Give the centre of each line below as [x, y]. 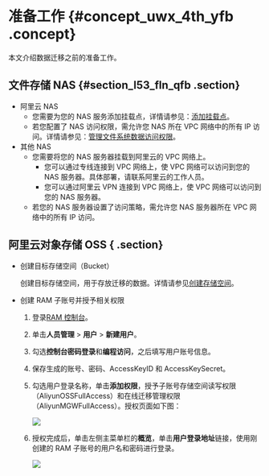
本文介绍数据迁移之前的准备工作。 [65, 57]
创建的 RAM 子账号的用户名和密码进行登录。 [105, 448]
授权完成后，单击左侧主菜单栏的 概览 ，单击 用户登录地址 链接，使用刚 [145, 438]
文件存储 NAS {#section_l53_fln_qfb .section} [124, 85]
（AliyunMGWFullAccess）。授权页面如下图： [106, 406]
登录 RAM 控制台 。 [62, 317]
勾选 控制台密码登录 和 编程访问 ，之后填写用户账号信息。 [123, 351]
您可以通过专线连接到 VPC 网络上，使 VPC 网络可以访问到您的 [147, 167]
